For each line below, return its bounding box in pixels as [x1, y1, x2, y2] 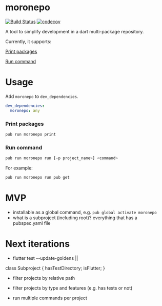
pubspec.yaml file [12, 220, 51, 226]
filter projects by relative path [12, 275, 75, 281]
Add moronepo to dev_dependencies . [5, 93, 78, 99]
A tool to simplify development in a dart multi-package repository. [5, 28, 144, 34]
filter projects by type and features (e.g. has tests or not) [12, 284, 133, 291]
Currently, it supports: [5, 38, 52, 45]
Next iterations [5, 238, 70, 250]
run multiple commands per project [12, 295, 87, 301]
